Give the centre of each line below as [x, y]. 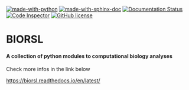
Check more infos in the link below [48, 69]
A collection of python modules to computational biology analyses [89, 56]
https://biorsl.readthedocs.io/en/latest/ [53, 81]
